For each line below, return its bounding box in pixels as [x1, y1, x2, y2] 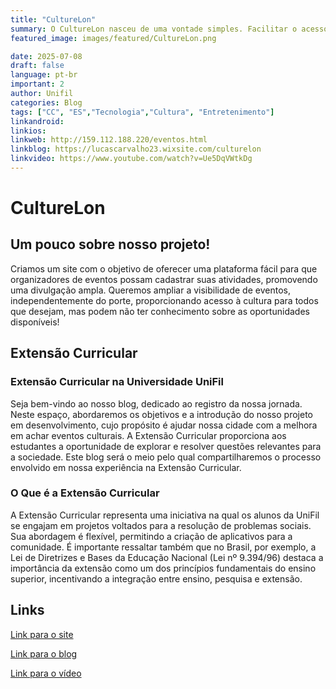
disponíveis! [10, 316, 60, 328]
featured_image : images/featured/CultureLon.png [10, 33, 217, 43]
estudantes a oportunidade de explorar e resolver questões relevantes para [10, 440, 322, 452]
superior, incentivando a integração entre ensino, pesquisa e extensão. [10, 572, 303, 585]
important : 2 [10, 79, 65, 90]
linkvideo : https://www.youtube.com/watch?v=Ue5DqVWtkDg [10, 154, 253, 164]
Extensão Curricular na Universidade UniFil [10, 375, 224, 389]
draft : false [10, 61, 65, 71]
